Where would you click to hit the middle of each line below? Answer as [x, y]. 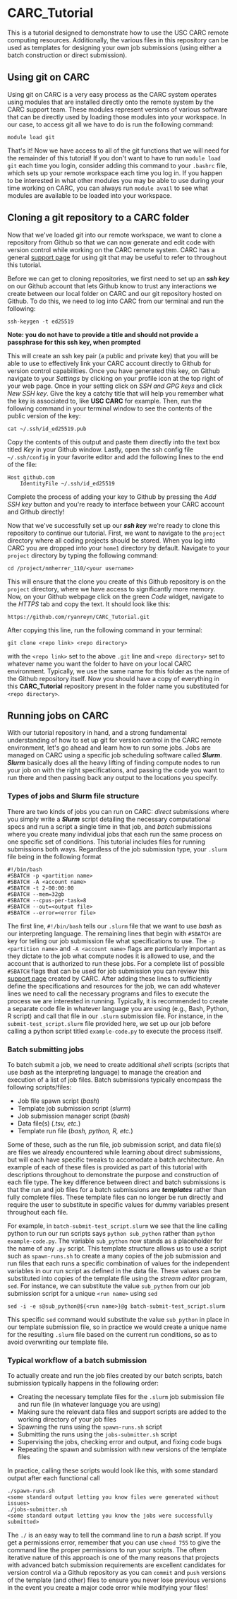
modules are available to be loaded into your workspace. [90, 195]
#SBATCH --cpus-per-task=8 [47, 900]
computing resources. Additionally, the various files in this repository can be [118, 40]
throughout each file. [38, 1212]
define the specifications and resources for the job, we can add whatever [114, 986]
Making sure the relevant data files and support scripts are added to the [122, 1412]
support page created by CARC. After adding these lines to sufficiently [110, 978]
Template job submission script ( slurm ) [74, 1108]
